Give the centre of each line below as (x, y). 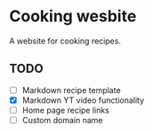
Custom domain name (62, 120)
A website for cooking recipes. (65, 41)
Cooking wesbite (73, 16)
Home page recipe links (65, 110)
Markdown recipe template (72, 90)
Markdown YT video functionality (83, 100)
